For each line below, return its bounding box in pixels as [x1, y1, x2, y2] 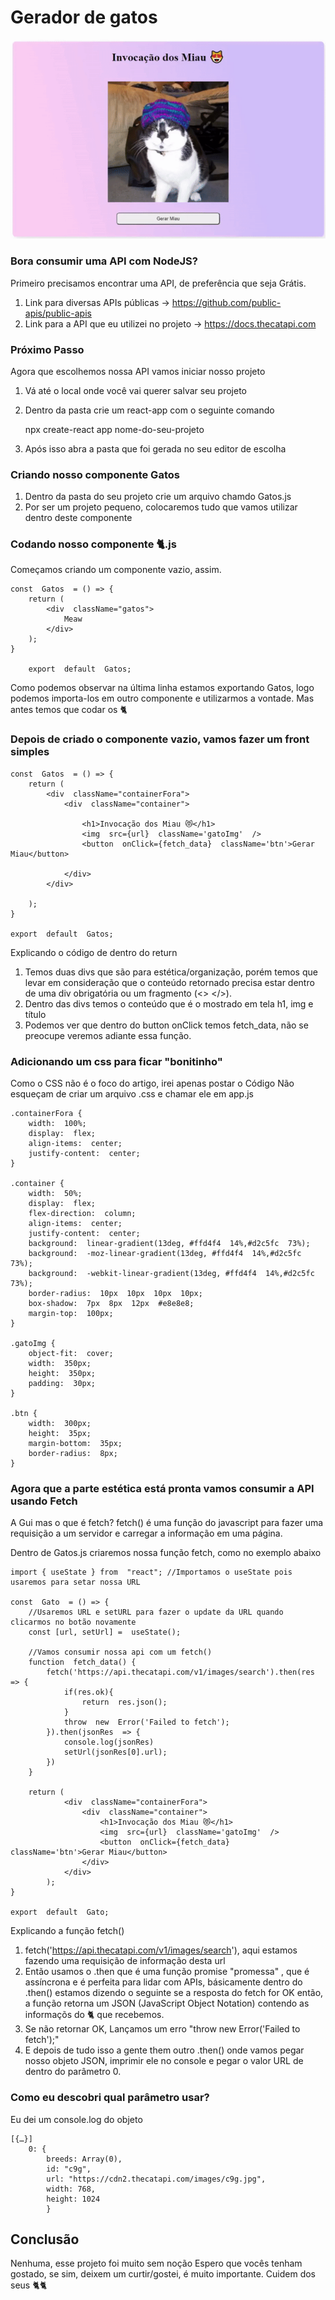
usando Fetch [10, 1494, 78, 1508]
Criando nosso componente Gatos [10, 467, 180, 481]
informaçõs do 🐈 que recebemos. [24, 2009, 165, 2021]
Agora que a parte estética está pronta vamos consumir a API [10, 1482, 315, 1495]
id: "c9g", [46, 2164, 92, 2174]
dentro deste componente [24, 512, 133, 524]
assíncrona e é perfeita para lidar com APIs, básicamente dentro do [24, 1976, 303, 1988]
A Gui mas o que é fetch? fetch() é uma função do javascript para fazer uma [10, 1517, 324, 1529]
